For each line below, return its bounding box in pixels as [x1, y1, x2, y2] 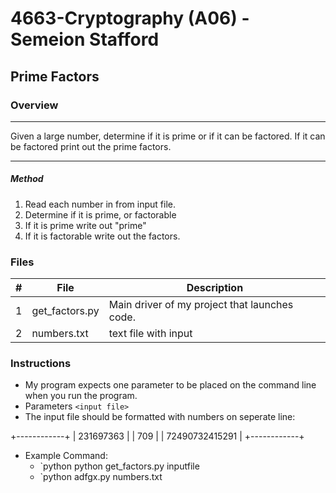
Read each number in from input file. [24, 198, 177, 210]
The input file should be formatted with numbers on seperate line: [24, 411, 296, 423]
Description [186, 281, 244, 295]
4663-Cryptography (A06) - [10, 7, 250, 30]
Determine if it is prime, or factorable [24, 208, 177, 221]
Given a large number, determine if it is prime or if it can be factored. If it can [10, 130, 326, 142]
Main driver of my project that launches [108, 298, 294, 312]
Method [10, 173, 44, 185]
